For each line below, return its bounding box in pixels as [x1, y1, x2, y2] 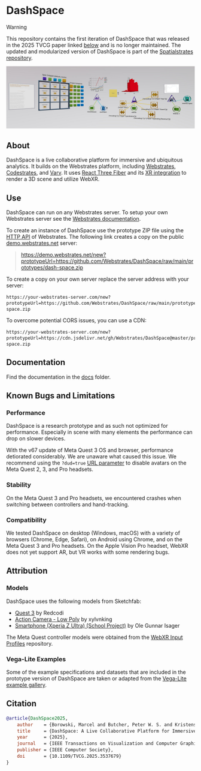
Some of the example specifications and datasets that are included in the [6, 668, 187, 676]
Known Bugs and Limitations [6, 391, 115, 401]
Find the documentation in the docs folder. [6, 373, 111, 380]
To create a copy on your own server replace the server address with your [6, 275, 190, 283]
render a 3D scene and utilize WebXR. [6, 175, 100, 183]
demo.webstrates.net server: [6, 239, 78, 247]
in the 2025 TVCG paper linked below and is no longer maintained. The [6, 41, 181, 49]
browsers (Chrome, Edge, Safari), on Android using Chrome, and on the [6, 536, 182, 543]
